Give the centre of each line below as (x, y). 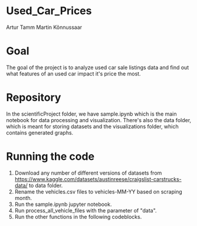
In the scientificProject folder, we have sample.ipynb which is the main (91, 114)
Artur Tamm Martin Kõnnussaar (44, 27)
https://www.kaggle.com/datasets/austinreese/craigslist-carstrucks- (98, 179)
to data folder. (46, 185)
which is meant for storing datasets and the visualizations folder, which (92, 126)
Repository (34, 98)
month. (23, 198)
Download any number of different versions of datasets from (88, 173)
